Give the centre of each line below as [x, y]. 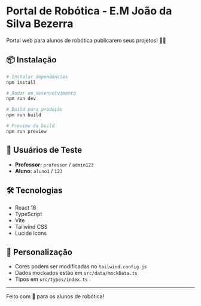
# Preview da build [31, 126]
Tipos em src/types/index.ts [51, 279]
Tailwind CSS [31, 227]
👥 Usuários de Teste [44, 150]
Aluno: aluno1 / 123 [39, 171]
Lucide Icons [31, 233]
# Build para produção [34, 110]
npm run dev [21, 99]
